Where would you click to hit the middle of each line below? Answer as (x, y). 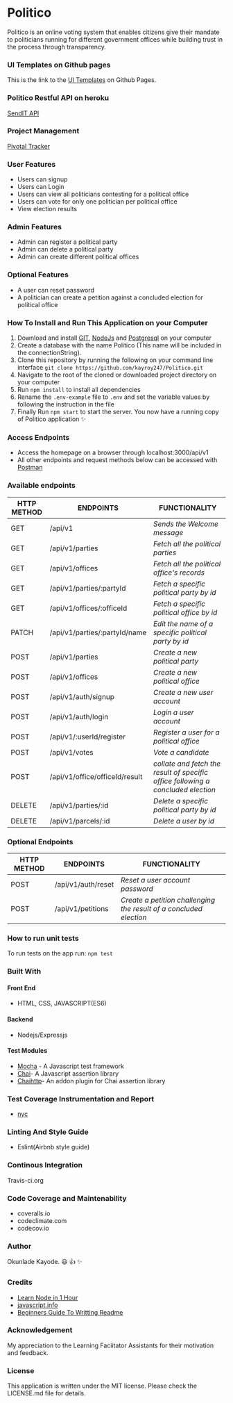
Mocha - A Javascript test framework (71, 1066)
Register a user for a (186, 732)
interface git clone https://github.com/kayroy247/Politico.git (110, 368)
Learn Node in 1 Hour (48, 1297)
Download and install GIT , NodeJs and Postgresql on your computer (114, 338)
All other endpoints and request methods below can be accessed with (117, 460)
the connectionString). (49, 353)
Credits (20, 1282)
